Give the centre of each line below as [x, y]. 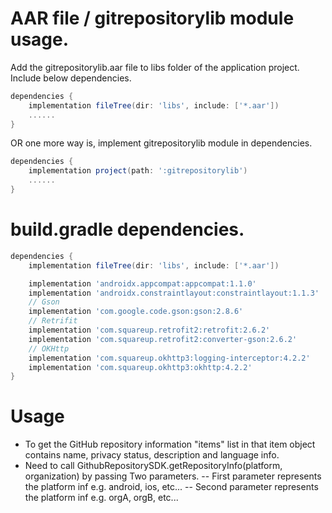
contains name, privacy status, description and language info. [152, 455]
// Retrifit [53, 321]
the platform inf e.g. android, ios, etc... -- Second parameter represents [171, 487]
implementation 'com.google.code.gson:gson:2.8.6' [136, 312]
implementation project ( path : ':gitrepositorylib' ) [138, 171]
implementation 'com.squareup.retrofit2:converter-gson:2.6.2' [163, 339]
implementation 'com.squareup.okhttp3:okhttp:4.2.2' [140, 367]
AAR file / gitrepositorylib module [152, 18]
